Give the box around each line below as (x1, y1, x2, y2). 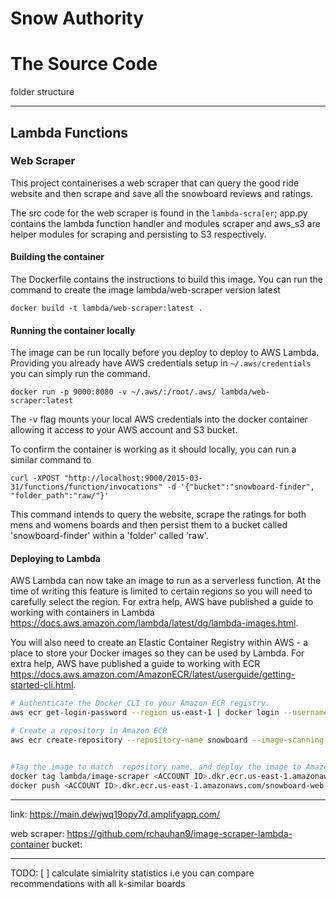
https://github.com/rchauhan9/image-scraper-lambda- (66, 827, 293, 839)
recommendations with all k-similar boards (10, 877, 186, 889)
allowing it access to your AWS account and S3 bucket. (10, 424, 238, 436)
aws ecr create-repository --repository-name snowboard (10, 735, 248, 746)
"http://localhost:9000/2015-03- (63, 473, 203, 484)
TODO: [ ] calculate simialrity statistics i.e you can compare (10, 867, 255, 879)
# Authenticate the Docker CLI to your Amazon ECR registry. (10, 698, 271, 709)
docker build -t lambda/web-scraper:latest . (10, 303, 203, 314)
